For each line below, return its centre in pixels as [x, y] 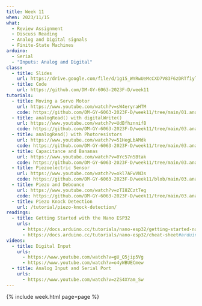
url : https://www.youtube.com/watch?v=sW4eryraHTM [82, 106]
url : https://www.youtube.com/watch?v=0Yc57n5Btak [82, 157]
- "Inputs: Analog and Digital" [52, 62]
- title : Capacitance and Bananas [55, 151]
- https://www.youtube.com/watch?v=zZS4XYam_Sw [83, 280]
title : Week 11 [25, 12]
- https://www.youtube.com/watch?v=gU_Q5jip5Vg [83, 257]
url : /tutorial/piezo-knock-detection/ [67, 207]
